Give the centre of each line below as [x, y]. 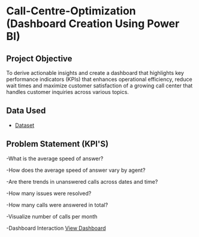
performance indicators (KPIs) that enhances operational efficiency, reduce [99, 79]
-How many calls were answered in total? [57, 205]
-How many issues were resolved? [49, 193]
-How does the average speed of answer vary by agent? [76, 170]
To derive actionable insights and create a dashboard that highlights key [95, 73]
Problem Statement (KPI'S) [58, 144]
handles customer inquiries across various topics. [67, 92]
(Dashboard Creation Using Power [93, 24]
